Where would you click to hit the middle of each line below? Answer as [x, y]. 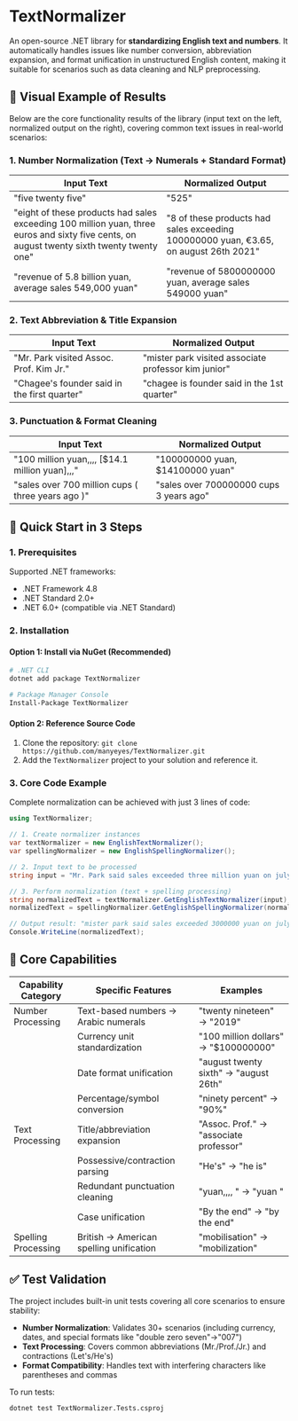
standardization [110, 1047]
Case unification [111, 1217]
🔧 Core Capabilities [63, 960]
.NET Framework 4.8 [59, 589]
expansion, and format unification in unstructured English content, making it [148, 59]
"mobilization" [228, 1248]
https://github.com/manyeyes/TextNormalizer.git [114, 751]
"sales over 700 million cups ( [76, 484]
